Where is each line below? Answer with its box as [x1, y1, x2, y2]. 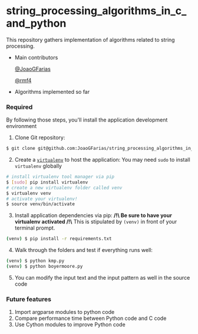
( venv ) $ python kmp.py [6, 258, 65, 264]
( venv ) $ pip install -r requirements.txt [6, 236, 112, 242]
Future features [6, 295, 52, 303]
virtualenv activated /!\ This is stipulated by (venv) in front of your [14, 218, 177, 225]
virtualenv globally [14, 162, 62, 169]
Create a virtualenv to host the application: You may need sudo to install [14, 156, 190, 163]
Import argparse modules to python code [14, 309, 115, 316]
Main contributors [14, 54, 58, 61]
